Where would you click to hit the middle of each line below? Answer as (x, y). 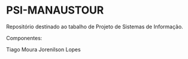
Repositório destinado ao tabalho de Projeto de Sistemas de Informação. (95, 27)
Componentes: (24, 38)
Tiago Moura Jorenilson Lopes (44, 49)
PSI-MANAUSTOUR (55, 10)
